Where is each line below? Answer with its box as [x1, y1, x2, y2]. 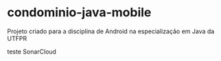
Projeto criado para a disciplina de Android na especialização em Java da [7, 27, 215, 35]
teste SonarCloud [7, 47, 57, 56]
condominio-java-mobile [7, 5, 152, 20]
